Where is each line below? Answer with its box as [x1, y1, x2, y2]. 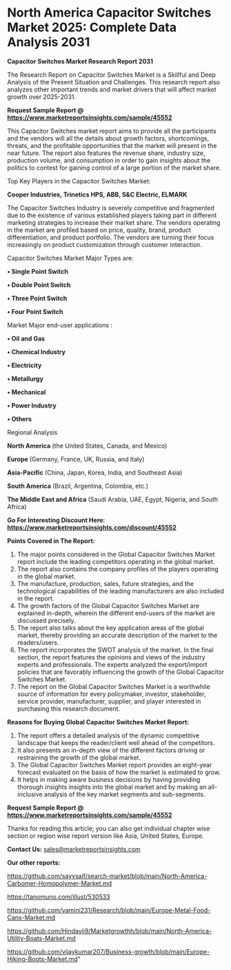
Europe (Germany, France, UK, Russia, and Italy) [7, 455, 145, 463]
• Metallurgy [7, 374, 43, 383]
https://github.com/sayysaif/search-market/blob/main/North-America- [7, 872, 208, 880]
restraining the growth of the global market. [17, 753, 141, 762]
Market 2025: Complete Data [7, 19, 177, 35]
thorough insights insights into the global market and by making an [17, 783, 207, 791]
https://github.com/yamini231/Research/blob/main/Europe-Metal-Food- [7, 906, 211, 914]
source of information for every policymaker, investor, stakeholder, [17, 690, 206, 698]
